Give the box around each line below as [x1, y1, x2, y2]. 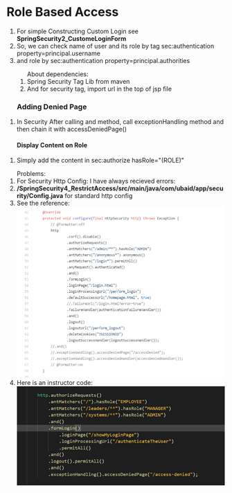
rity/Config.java [16, 192, 64, 200]
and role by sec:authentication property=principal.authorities [16, 56, 190, 64]
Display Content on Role [16, 141, 88, 149]
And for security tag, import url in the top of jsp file [26, 84, 172, 93]
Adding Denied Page [16, 102, 87, 111]
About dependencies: [26, 70, 89, 78]
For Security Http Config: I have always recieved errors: [16, 177, 176, 186]
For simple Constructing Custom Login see [16, 27, 139, 35]
